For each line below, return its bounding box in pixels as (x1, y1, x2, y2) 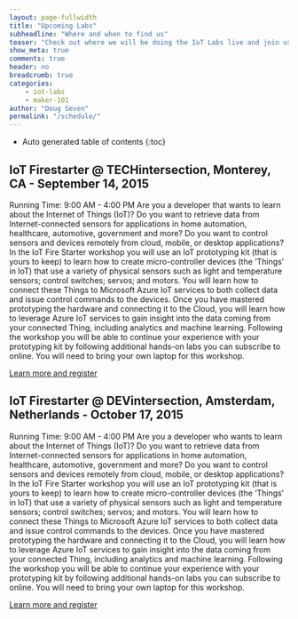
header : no (9, 63, 50, 72)
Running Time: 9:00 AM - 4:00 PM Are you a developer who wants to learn (9, 431, 283, 441)
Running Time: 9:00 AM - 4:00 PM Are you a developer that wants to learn (9, 199, 281, 210)
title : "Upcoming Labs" (9, 21, 98, 30)
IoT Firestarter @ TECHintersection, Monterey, (9, 162, 271, 178)
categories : (9, 79, 53, 88)
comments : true (9, 54, 66, 63)
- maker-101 (25, 95, 69, 105)
